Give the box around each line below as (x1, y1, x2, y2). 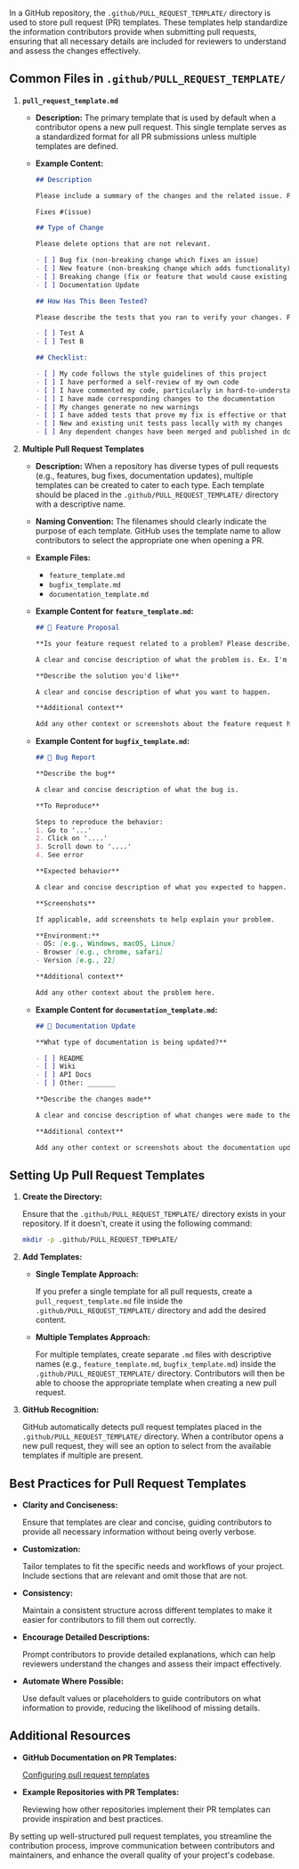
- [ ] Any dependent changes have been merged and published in (35, 427, 279, 436)
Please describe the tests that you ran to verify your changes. (35, 312, 283, 322)
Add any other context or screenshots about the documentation (35, 1143, 276, 1152)
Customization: (21, 1543, 81, 1555)
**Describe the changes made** (35, 1095, 152, 1104)
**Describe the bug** (35, 769, 116, 779)
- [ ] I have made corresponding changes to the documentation (35, 394, 276, 403)
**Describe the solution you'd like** (35, 671, 180, 681)
